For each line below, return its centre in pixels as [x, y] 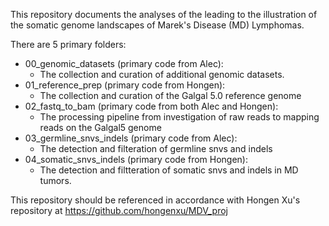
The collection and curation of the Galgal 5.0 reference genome [170, 95]
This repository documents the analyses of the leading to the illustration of [164, 14]
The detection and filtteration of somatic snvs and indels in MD [169, 170]
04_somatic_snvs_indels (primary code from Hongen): [136, 159]
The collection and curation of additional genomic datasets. [162, 74]
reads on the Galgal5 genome [100, 127]
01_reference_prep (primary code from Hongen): [125, 85]
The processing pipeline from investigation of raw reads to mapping [179, 117]
